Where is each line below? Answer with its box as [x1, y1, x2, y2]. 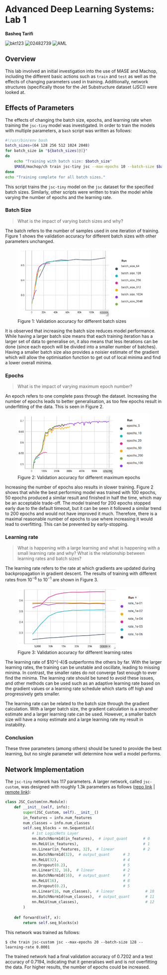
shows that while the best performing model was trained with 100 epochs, [5, 489, 157, 495]
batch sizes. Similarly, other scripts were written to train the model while [5, 189, 153, 195]
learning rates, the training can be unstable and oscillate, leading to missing [5, 664, 160, 670]
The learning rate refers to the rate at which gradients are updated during [5, 565, 156, 571]
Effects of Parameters [5, 104, 75, 112]
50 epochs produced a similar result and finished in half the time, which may [5, 494, 162, 500]
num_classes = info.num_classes [23, 820, 90, 825]
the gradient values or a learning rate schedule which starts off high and [5, 685, 153, 692]
